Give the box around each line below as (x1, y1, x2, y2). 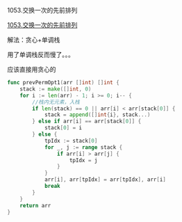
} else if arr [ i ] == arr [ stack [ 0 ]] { (32, 118, 142, 125)
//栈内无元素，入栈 (32, 98, 80, 106)
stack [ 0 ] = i (44, 125, 82, 132)
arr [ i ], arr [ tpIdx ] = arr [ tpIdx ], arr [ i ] (44, 176, 167, 183)
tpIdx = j (69, 157, 98, 164)
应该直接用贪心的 (7, 65, 56, 73)
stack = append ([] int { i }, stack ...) (44, 111, 151, 118)
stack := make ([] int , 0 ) (19, 86, 92, 93)
